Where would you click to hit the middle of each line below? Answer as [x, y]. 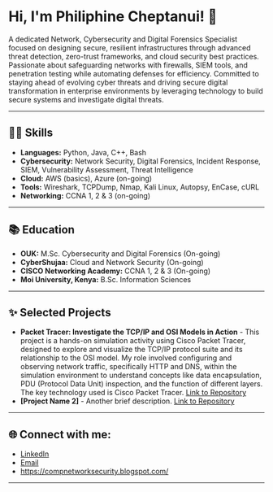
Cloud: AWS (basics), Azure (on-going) [86, 178]
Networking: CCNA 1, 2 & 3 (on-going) [85, 195]
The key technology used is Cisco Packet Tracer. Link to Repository [133, 393]
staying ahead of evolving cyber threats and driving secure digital [118, 82]
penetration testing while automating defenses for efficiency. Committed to [134, 73]
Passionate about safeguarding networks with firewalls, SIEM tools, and [128, 65]
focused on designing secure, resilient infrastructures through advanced [130, 47]
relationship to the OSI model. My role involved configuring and [126, 358]
